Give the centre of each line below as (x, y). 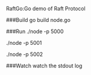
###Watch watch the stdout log (44, 66)
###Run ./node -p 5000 (35, 31)
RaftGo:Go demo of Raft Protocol (46, 9)
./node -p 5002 (24, 54)
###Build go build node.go (38, 20)
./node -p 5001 (24, 43)
